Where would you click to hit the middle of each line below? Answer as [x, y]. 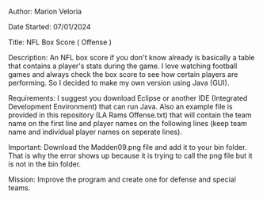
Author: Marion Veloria [45, 11]
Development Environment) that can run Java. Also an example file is [120, 107]
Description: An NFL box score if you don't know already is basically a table [131, 57]
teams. [19, 188]
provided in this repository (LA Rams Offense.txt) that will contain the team [130, 115]
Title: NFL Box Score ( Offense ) [60, 42]
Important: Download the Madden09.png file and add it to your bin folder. [128, 147]
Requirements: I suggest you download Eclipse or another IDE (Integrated [128, 98]
